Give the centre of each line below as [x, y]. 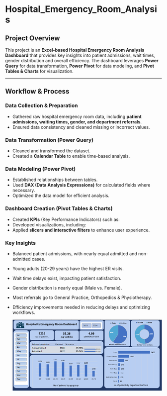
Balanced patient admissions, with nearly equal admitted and [75, 253]
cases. [39, 259]
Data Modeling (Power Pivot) [41, 169]
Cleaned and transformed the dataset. [51, 151]
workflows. [24, 312]
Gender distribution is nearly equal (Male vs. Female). [67, 288]
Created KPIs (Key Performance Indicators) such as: [66, 219]
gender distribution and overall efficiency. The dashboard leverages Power [82, 60]
